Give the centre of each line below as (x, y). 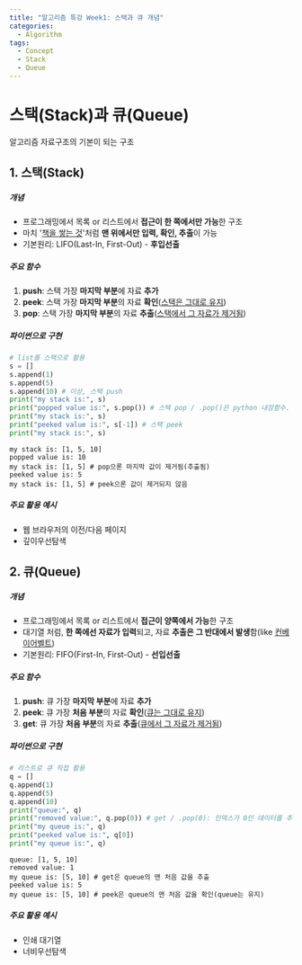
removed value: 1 (42, 867)
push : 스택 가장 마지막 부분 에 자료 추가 (90, 291)
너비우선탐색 (44, 951)
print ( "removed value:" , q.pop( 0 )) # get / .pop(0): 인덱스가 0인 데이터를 (146, 818)
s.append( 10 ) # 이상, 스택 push (66, 391)
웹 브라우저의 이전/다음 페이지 (75, 529)
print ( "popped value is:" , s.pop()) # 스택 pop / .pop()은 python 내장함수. (150, 408)
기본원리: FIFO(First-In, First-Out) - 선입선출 (102, 655)
